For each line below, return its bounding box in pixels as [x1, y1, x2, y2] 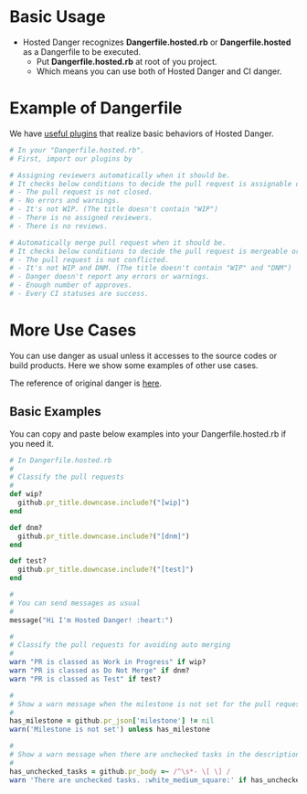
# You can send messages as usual [9, 598, 142, 608]
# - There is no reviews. [9, 221, 108, 230]
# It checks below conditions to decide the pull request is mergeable [9, 247, 288, 256]
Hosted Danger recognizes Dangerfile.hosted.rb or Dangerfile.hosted [22, 37, 291, 48]
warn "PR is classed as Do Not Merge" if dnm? [9, 666, 190, 675]
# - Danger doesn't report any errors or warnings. [9, 272, 210, 281]
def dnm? [9, 523, 43, 532]
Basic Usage [9, 6, 106, 27]
